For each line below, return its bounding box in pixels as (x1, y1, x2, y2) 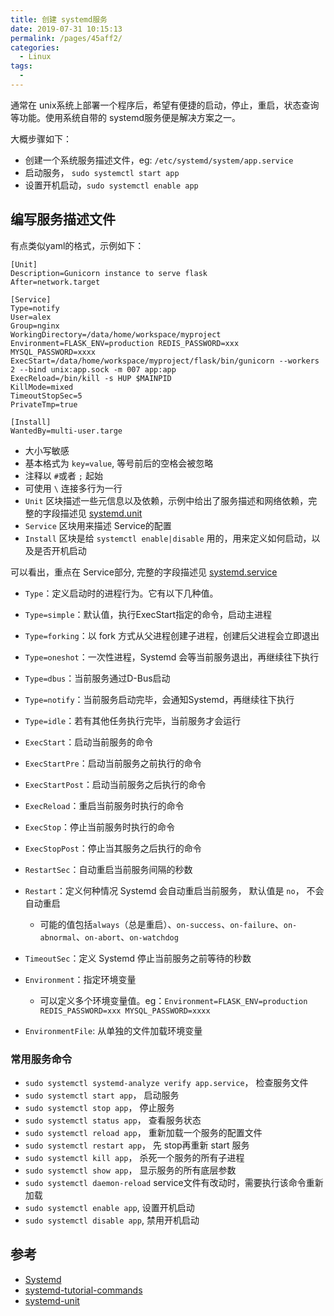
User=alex (10, 312, 52, 322)
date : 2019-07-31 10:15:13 (10, 24, 123, 34)
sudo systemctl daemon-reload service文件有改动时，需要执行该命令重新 (24, 1176, 324, 1188)
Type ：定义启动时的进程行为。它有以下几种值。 (24, 587, 219, 599)
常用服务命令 (10, 1052, 73, 1066)
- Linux (19, 52, 52, 62)
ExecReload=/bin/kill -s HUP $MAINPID (10, 373, 172, 383)
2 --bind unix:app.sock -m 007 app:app (10, 364, 177, 375)
